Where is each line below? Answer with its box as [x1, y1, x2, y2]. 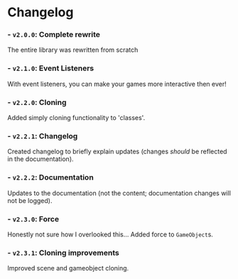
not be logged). [7, 196, 53, 204]
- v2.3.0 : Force [7, 214, 59, 224]
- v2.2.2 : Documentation [7, 173, 94, 182]
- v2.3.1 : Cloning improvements [7, 248, 119, 258]
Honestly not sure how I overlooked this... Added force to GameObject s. [7, 230, 213, 239]
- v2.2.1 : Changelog [7, 131, 78, 141]
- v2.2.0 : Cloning [7, 97, 67, 107]
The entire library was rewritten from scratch [7, 45, 139, 54]
